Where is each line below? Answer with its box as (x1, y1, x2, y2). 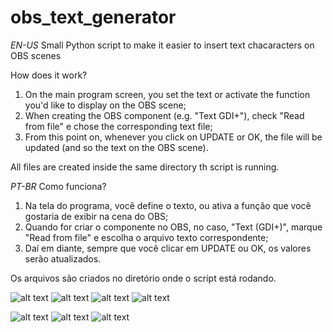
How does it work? (10, 69, 88, 81)
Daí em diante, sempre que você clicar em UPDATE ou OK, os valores (24, 242, 312, 254)
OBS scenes (10, 49, 62, 61)
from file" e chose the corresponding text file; (24, 120, 213, 132)
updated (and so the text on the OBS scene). (24, 141, 209, 153)
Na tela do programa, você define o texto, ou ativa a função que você (24, 199, 312, 211)
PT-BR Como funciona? (10, 180, 107, 192)
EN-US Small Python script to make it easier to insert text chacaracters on (10, 39, 315, 51)
